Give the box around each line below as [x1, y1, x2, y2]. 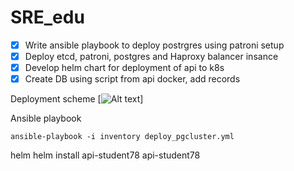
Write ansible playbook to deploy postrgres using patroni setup [24, 39, 285, 51]
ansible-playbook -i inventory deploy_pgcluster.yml [10, 132, 235, 142]
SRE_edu [10, 6, 85, 29]
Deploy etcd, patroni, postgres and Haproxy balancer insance [24, 51, 279, 62]
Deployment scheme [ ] [10, 93, 144, 105]
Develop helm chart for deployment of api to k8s [24, 62, 225, 74]
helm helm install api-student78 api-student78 [10, 149, 201, 161]
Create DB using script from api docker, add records [24, 73, 241, 85]
